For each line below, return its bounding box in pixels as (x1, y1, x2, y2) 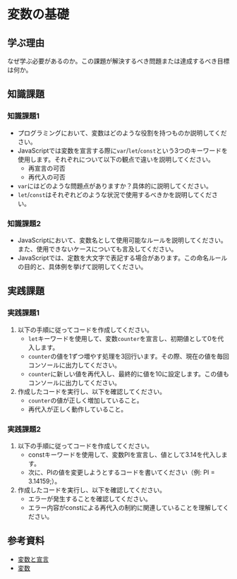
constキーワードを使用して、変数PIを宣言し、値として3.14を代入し (28, 450, 222, 459)
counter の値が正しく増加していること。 (28, 396, 143, 405)
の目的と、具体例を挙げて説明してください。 (17, 262, 147, 270)
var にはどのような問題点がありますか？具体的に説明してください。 (17, 181, 213, 190)
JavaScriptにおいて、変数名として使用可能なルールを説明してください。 (17, 236, 227, 244)
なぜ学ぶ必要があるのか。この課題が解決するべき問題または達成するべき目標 (7, 57, 230, 65)
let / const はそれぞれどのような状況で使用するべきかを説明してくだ (17, 190, 212, 198)
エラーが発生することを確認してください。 (28, 494, 152, 503)
